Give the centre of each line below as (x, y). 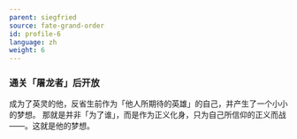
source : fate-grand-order (57, 26)
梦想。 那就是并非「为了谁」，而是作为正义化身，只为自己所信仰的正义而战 (151, 115)
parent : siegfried (43, 17)
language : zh (33, 42)
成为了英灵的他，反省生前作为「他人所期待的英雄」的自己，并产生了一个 (141, 104)
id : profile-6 (35, 34)
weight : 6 (27, 50)
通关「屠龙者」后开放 (54, 83)
